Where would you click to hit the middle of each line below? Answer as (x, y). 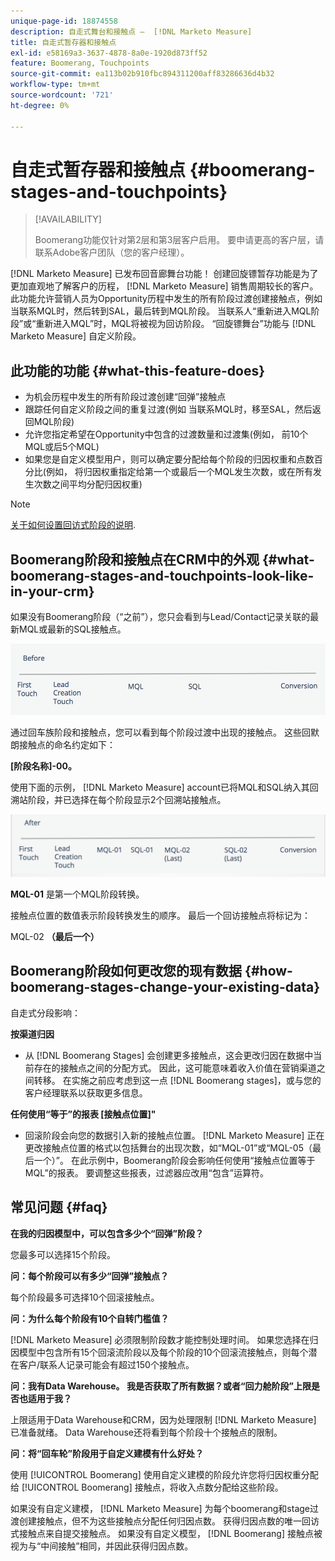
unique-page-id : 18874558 (64, 21)
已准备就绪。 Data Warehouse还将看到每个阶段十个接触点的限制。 (146, 1432)
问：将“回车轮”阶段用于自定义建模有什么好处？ (107, 1453)
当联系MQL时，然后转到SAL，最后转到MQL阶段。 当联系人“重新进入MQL (161, 311)
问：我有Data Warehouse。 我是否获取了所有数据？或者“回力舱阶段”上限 (161, 1386)
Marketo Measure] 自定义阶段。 (76, 336)
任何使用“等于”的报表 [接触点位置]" (83, 1114)
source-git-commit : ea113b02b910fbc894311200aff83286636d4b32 (142, 74)
